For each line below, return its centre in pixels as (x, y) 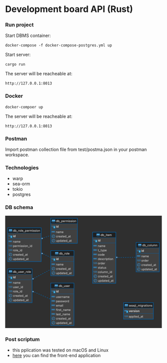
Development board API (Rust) (69, 9)
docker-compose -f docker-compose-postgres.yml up (59, 45)
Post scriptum (22, 339)
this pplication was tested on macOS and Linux (60, 350)
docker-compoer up (24, 107)
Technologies (22, 168)
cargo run (15, 64)
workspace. (17, 155)
